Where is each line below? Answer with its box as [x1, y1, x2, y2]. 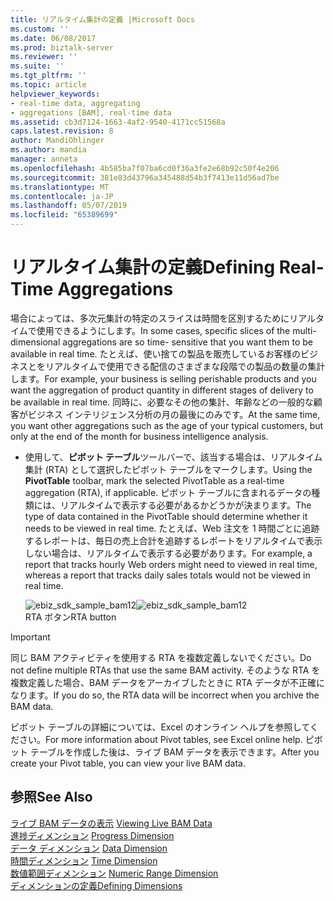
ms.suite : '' [10, 61, 65, 71]
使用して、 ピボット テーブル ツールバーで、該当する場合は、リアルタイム [24, 451, 323, 463]
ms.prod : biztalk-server [10, 42, 114, 53]
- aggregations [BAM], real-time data [10, 107, 172, 118]
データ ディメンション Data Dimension [10, 842, 168, 854]
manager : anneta [10, 154, 78, 164]
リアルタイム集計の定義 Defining [10, 256, 276, 279]
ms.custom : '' [10, 24, 70, 34]
